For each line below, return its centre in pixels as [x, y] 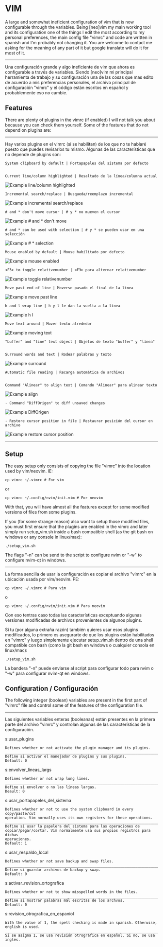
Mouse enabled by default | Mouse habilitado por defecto [65, 252]
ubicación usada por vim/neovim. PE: [42, 579]
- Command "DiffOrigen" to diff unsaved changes [55, 403]
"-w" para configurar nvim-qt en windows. [48, 673]
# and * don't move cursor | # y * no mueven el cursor [63, 212]
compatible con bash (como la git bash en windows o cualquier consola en [80, 645]
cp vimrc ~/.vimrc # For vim [34, 480]
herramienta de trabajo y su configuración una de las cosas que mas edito [79, 77]
